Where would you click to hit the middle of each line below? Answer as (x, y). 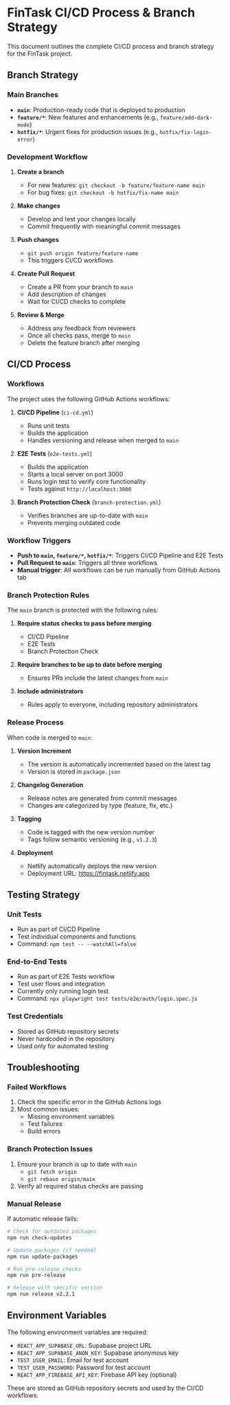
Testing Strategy (44, 895)
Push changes (38, 239)
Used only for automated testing (62, 1046)
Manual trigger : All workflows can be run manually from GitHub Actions (119, 570)
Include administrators (50, 692)
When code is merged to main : (50, 738)
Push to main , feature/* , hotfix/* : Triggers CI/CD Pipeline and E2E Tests (120, 555)
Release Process (35, 722)
